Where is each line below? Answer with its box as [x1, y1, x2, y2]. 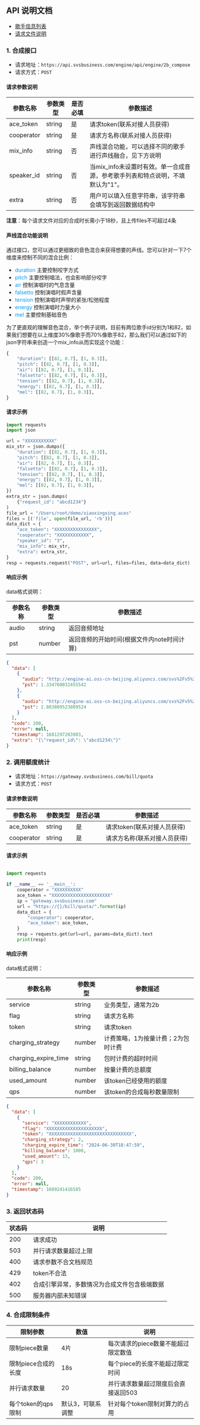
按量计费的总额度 [104, 1065, 152, 1074]
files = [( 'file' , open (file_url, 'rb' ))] [6, 516, 113, 522]
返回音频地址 [68, 624, 105, 632]
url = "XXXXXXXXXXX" [6, 438, 58, 444]
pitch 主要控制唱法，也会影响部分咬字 [14, 273, 107, 281]
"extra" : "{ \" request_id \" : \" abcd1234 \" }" [11, 737, 121, 743]
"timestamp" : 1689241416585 [11, 1187, 82, 1193]
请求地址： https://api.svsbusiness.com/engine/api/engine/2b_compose [14, 61, 190, 68]
